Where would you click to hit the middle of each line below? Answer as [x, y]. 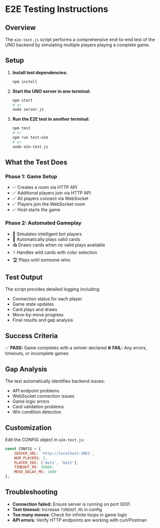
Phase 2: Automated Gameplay [43, 223]
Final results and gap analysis [43, 320]
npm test [21, 128]
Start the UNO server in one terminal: [51, 91]
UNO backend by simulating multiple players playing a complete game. [78, 45]
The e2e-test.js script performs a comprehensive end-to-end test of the [80, 39]
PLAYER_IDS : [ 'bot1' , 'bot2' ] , [46, 463]
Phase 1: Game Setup [31, 176]
